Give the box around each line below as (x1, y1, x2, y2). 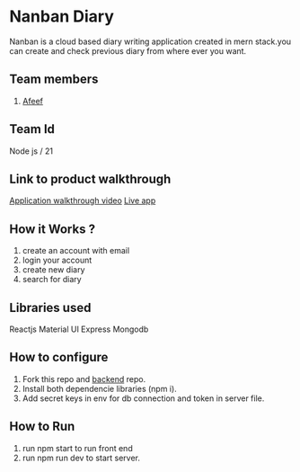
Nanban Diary (9, 6, 115, 27)
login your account (22, 254, 93, 266)
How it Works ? (9, 221, 96, 236)
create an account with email (22, 245, 130, 256)
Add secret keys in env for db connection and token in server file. (22, 393, 265, 404)
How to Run (9, 419, 75, 434)
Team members (9, 72, 99, 87)
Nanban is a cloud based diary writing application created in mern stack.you (9, 36, 292, 47)
